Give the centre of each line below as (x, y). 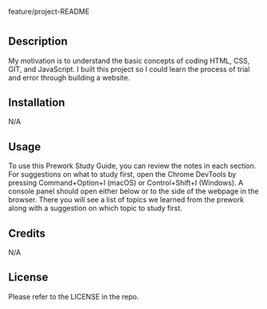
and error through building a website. (69, 77)
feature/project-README (49, 12)
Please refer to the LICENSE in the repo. (74, 296)
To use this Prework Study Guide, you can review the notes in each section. (132, 166)
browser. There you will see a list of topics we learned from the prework (126, 200)
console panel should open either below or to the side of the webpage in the (133, 191)
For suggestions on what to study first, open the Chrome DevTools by (122, 174)
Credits (27, 233)
